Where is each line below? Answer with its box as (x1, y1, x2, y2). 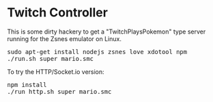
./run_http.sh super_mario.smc (7, 88, 112, 95)
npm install (7, 81, 47, 88)
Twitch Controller (7, 5, 108, 21)
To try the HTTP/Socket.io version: (7, 67, 104, 76)
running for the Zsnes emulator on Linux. (7, 34, 122, 42)
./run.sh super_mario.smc (7, 55, 94, 62)
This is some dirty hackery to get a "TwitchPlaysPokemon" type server (7, 27, 206, 36)
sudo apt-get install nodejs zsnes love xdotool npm (7, 48, 188, 55)
